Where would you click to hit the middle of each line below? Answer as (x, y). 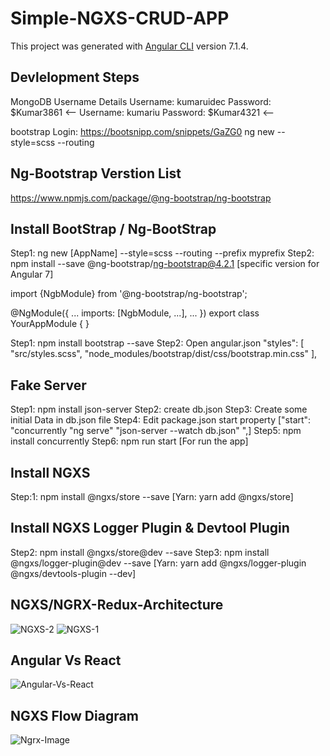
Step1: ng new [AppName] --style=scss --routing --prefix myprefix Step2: (162, 253)
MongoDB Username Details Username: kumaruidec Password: (141, 101)
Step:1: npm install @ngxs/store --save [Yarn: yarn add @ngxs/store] (152, 496)
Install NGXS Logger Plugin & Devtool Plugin (150, 528)
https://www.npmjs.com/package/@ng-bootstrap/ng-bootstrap (141, 198)
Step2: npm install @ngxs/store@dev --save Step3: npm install (140, 552)
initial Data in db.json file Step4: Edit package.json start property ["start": (161, 420)
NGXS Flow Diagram (74, 715)
